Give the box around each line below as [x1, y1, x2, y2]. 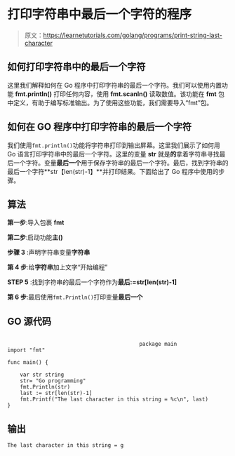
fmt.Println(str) [20, 384, 71, 391]
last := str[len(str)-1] [20, 390, 93, 397]
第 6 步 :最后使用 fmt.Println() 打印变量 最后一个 [7, 293, 143, 302]
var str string [20, 371, 65, 379]
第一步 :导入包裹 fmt [7, 218, 65, 227]
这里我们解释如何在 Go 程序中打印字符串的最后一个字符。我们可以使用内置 [7, 81, 222, 89]
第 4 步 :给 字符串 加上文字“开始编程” [7, 263, 108, 271]
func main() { [7, 359, 49, 366]
